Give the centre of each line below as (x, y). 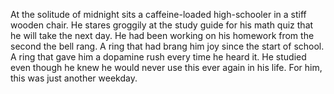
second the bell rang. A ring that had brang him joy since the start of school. (167, 46)
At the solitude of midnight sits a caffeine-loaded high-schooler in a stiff (158, 14)
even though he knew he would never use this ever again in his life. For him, (166, 67)
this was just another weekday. (74, 78)
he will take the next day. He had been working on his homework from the (162, 35)
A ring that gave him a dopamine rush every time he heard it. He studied (158, 57)
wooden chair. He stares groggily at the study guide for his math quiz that (162, 25)
